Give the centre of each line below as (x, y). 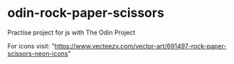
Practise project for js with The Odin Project (71, 32)
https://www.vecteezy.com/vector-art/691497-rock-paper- (140, 46)
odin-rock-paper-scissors (86, 13)
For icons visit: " (31, 46)
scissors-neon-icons (38, 53)
